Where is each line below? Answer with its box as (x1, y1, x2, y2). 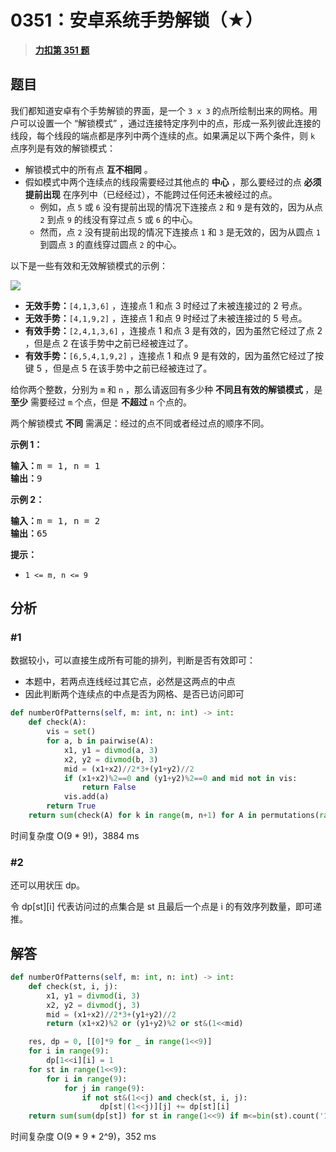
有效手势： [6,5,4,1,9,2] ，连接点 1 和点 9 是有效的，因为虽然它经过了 (24, 349, 315, 361)
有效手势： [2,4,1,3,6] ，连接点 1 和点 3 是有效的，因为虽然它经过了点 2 (24, 324, 323, 336)
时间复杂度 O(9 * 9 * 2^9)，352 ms (10, 1131, 157, 1143)
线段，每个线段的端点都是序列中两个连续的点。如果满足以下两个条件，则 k (10, 129, 316, 141)
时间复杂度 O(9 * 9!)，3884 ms (10, 829, 140, 841)
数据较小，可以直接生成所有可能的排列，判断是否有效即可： (10, 654, 256, 666)
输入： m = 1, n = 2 (10, 515, 101, 526)
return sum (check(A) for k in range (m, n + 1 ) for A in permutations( (28, 811, 320, 821)
